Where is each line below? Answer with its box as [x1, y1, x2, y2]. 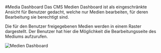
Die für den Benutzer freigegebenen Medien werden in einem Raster [5, 23, 142, 29]
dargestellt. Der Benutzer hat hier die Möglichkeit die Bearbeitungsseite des [5, 29, 157, 34]
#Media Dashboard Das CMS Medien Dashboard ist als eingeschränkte [5, 4, 147, 10]
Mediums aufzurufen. [5, 33, 48, 39]
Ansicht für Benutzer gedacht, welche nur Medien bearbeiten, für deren [5, 9, 148, 15]
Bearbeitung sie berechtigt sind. [5, 14, 69, 20]
